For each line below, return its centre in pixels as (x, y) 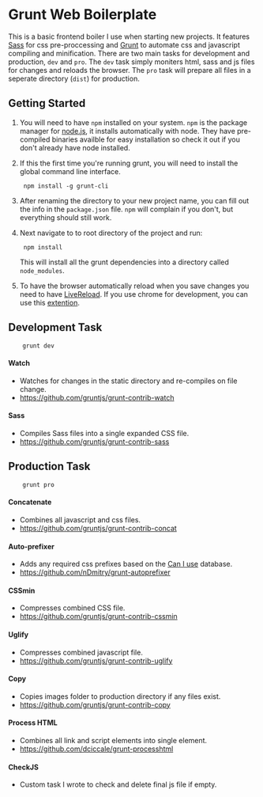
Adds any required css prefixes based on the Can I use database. (126, 564)
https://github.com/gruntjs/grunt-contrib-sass (94, 442)
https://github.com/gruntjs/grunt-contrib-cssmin (98, 617)
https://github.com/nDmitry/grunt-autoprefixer (95, 572)
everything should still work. (66, 217)
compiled (35, 139)
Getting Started (47, 103)
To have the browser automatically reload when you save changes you (134, 286)
